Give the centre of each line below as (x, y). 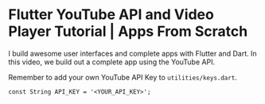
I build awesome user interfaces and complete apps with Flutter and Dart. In (132, 53)
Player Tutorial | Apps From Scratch (128, 31)
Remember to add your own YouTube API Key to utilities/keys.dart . (123, 77)
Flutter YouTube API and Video (111, 15)
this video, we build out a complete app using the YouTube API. (112, 62)
